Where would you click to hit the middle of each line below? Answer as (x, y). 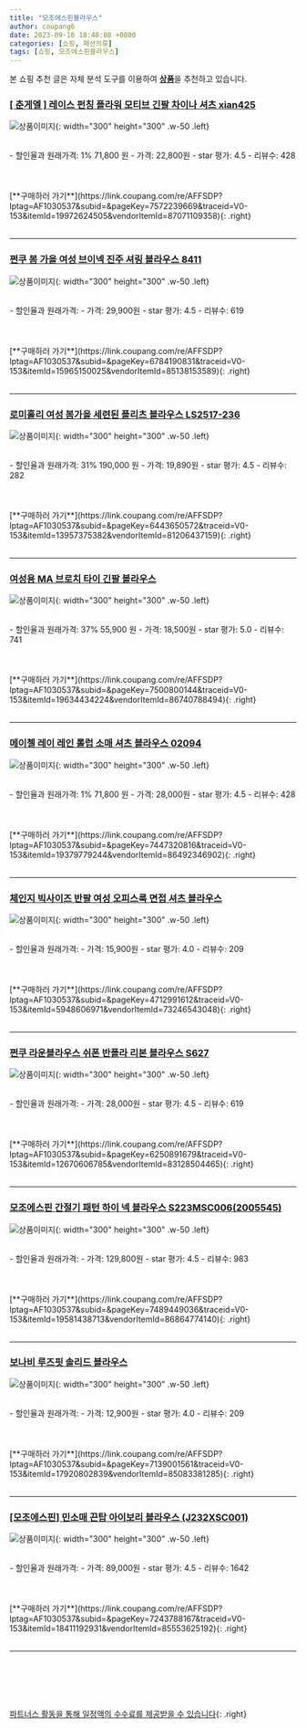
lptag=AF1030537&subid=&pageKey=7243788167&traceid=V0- (127, 1619)
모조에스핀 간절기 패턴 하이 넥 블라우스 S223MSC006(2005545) (146, 1208)
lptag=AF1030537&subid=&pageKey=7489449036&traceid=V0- (129, 1309)
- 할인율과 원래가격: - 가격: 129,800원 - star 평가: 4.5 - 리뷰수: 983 (129, 1258)
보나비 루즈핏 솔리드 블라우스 (69, 1363)
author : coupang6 (42, 26)
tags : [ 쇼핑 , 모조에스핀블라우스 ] (65, 52)
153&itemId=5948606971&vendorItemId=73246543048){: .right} (131, 1009)
